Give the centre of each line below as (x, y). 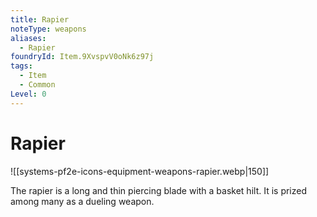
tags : (21, 66)
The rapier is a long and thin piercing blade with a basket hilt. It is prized (159, 190)
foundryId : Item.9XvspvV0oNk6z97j (82, 57)
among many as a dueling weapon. (82, 201)
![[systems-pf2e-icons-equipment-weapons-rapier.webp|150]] (140, 171)
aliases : (28, 38)
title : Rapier (40, 19)
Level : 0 (28, 94)
